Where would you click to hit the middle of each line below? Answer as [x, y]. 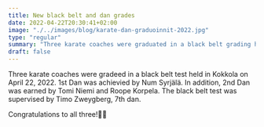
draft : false [29, 52]
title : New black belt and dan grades [71, 15]
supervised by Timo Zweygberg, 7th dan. [75, 99]
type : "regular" [35, 37]
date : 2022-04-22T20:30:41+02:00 [63, 23]
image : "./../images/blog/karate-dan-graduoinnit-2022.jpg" [109, 30]
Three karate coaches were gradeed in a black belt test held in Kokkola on [128, 74]
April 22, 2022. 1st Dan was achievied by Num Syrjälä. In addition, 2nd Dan [129, 82]
